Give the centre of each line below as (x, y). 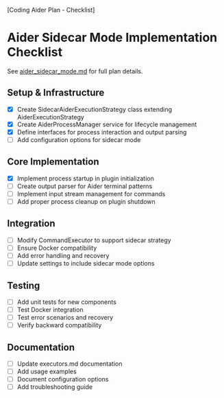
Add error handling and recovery (63, 256)
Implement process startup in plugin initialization (85, 178)
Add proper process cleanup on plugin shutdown (86, 201)
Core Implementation (53, 162)
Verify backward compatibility (59, 325)
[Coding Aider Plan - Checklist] (51, 10)
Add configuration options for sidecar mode (79, 139)
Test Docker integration (50, 309)
